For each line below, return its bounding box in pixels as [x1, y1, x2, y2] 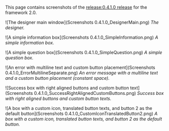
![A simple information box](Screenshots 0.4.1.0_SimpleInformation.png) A [5, 35, 158, 40]
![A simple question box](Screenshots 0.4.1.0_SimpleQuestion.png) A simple [5, 50, 162, 55]
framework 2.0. [5, 10, 37, 16]
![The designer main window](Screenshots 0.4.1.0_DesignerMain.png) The [5, 20, 159, 25]
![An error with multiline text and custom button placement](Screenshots [5, 65, 155, 70]
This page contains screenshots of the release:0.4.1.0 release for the [5, 5, 147, 10]
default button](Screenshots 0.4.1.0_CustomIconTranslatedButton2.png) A [5, 110, 158, 116]
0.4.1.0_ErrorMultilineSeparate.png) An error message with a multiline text [5, 70, 158, 76]
